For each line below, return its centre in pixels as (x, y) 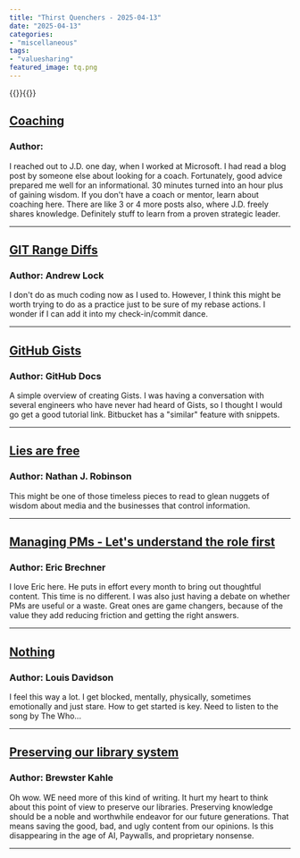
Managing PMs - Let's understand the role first (142, 542)
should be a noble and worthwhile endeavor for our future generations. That (149, 816)
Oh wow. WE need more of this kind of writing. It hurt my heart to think (139, 797)
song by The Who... (46, 716)
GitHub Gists (46, 350)
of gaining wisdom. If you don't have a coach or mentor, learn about (134, 194)
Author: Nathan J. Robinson (71, 477)
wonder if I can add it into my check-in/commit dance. (108, 314)
